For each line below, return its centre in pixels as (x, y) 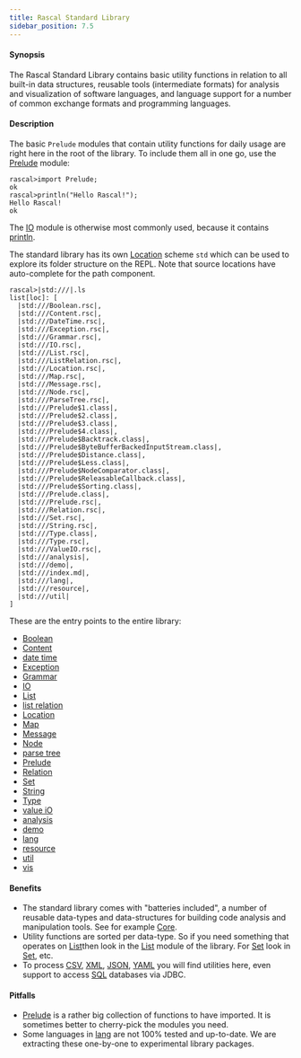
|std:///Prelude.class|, (64, 494)
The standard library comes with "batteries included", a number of (144, 908)
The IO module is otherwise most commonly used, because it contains (139, 227)
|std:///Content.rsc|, (60, 313)
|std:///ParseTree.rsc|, (64, 400)
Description (32, 124)
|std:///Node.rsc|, (54, 392)
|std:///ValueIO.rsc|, (60, 549)
